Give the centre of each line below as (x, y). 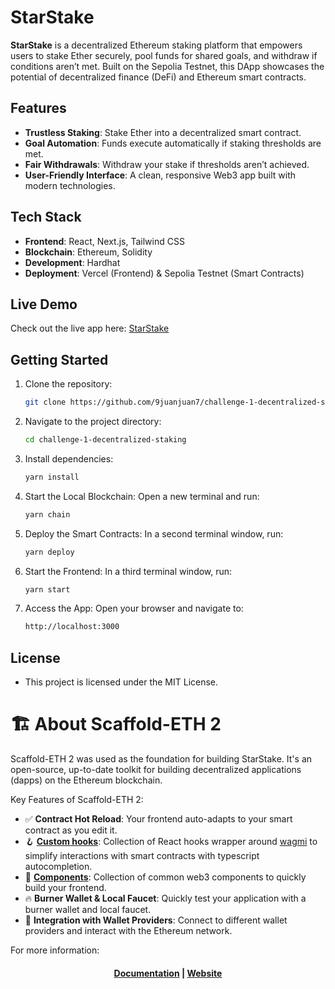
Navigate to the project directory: (93, 422)
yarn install (52, 477)
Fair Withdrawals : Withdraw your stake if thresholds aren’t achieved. (167, 164)
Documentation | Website (168, 973)
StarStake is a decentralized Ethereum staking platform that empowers (156, 45)
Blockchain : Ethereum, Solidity (88, 252)
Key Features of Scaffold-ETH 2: (77, 800)
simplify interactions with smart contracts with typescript (142, 856)
